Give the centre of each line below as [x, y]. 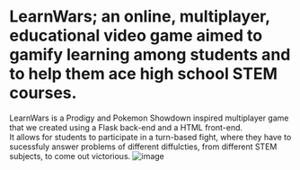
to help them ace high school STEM [144, 74]
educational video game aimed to [136, 36]
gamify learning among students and [150, 55]
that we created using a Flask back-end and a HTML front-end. [126, 127]
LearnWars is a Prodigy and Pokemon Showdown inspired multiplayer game [149, 118]
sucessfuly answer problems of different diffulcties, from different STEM [143, 147]
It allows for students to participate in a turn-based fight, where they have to [150, 137]
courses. [43, 93]
